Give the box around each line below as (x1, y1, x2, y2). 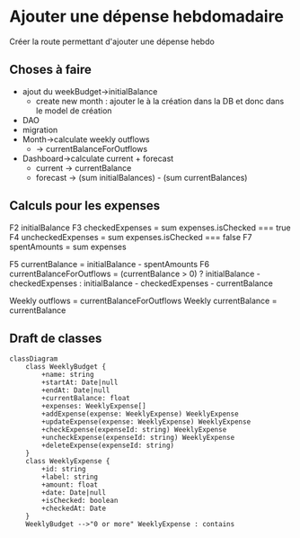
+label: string (41, 472, 99, 482)
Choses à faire (9, 62, 93, 77)
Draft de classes (9, 330, 102, 345)
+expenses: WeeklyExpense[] (41, 402, 146, 411)
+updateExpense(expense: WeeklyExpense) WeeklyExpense (41, 417, 251, 426)
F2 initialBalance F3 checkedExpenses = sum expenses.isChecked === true (9, 222, 292, 233)
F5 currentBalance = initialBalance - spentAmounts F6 (9, 258, 210, 269)
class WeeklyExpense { (25, 457, 110, 466)
